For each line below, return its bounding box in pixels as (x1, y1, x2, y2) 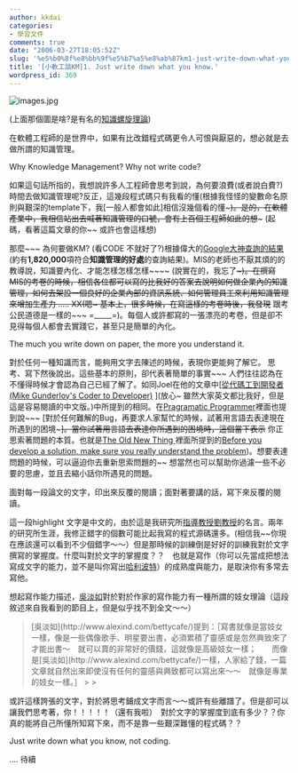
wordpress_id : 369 (9, 71, 77, 80)
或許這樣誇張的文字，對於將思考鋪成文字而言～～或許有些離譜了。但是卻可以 (9, 695, 289, 706)
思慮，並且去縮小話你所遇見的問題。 (24, 467, 157, 478)
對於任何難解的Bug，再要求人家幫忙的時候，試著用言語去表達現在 (44, 412, 286, 423)
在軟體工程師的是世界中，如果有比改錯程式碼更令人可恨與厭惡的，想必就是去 (9, 132, 289, 143)
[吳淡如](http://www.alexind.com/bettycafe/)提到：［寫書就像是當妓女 (30, 621, 284, 632)
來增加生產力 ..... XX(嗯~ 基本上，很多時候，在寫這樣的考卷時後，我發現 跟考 (9, 299, 289, 309)
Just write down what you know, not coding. (9, 735, 171, 746)
